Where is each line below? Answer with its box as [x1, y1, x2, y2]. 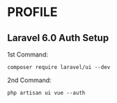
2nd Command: [7, 76, 52, 84]
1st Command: [7, 50, 49, 58]
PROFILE [7, 4, 58, 20]
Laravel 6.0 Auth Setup [7, 32, 109, 44]
